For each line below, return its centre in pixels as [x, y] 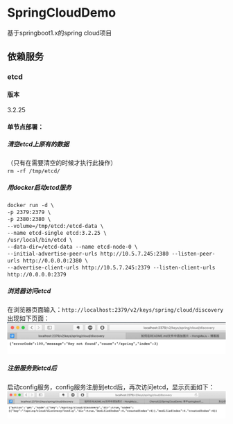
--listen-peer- [193, 254]
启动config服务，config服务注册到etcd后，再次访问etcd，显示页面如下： [111, 387]
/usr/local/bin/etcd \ [40, 240]
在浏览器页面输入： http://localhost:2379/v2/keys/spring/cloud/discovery [115, 309]
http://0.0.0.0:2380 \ [55, 260]
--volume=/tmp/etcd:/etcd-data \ [55, 226]
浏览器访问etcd [29, 291]
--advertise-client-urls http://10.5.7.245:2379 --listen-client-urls [111, 267]
